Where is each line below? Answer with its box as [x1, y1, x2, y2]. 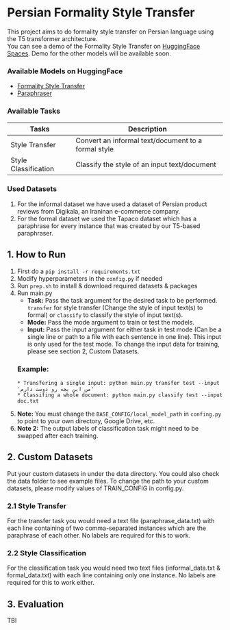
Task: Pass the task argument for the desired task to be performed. [27, 296, 218, 304]
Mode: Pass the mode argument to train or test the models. [27, 318, 195, 326]
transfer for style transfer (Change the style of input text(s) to [27, 303, 203, 312]
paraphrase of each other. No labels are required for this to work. [7, 531, 191, 540]
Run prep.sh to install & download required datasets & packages [16, 281, 198, 290]
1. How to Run [7, 249, 66, 261]
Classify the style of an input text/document [75, 160, 217, 169]
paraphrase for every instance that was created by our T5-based [16, 221, 201, 230]
